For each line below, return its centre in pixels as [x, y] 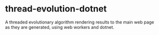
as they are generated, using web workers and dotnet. [60, 27]
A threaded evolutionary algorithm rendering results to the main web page [80, 22]
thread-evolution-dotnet [56, 9]
